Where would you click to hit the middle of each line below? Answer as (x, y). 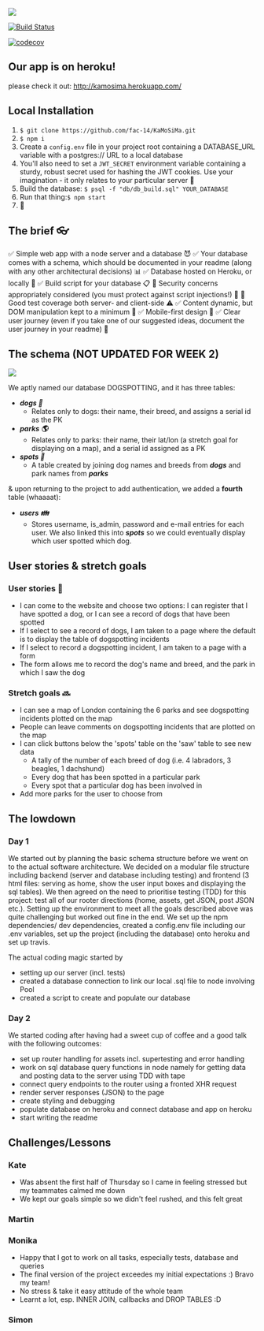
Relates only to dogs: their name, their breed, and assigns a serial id (141, 412)
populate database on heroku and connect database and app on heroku (136, 1109)
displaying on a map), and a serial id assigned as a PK (118, 449)
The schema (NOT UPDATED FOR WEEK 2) (114, 354)
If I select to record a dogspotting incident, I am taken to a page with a (133, 647)
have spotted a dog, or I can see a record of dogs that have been (125, 613)
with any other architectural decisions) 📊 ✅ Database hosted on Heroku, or (130, 271)
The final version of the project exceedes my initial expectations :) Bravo (136, 1274)
